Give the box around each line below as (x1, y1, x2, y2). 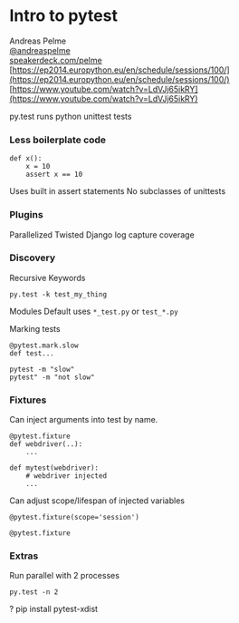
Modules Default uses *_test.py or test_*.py (9, 306, 178, 316)
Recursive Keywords (9, 272, 86, 283)
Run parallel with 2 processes (9, 570, 120, 581)
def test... (9, 348, 54, 358)
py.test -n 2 (9, 588, 59, 597)
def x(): (9, 154, 43, 163)
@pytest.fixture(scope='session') (9, 513, 140, 522)
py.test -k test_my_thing (9, 289, 107, 299)
